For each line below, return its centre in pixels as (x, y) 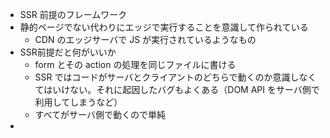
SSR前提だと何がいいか (68, 52)
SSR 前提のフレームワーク (73, 14)
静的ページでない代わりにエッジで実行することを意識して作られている (164, 27)
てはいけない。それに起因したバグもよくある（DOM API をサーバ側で (177, 89)
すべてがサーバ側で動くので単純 (100, 114)
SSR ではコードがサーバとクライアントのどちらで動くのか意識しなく (175, 77)
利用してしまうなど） (78, 102)
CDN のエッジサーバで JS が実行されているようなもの (145, 39)
